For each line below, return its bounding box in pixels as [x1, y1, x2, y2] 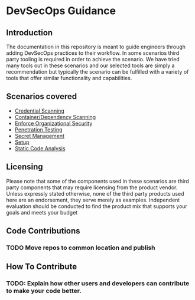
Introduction [6, 28, 53, 38]
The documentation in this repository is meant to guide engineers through [6, 43, 186, 50]
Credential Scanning [14, 107, 65, 114]
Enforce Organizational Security [14, 120, 93, 127]
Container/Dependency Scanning [14, 113, 96, 120]
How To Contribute [6, 262, 77, 272]
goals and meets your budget [6, 209, 78, 216]
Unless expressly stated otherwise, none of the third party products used [6, 190, 184, 197]
